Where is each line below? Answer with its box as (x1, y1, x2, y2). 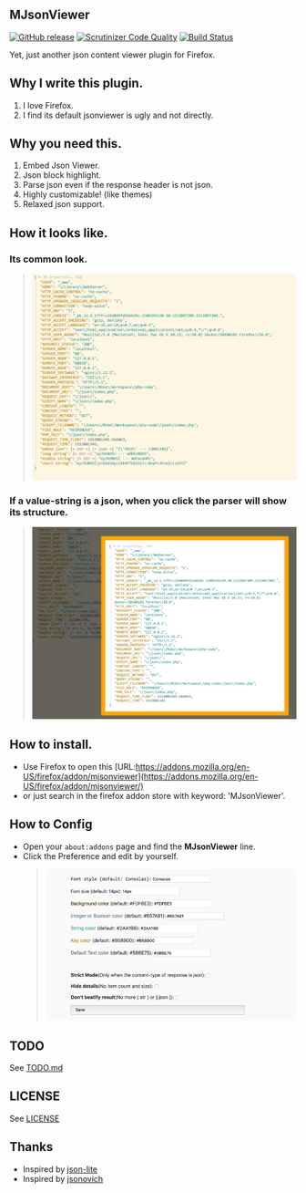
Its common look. (9, 253, 88, 265)
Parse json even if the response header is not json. (22, 180, 214, 191)
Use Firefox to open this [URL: (22, 761, 137, 772)
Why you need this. (9, 136, 122, 151)
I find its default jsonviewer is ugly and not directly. (22, 109, 214, 120)
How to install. (9, 737, 93, 752)
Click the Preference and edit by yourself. (22, 850, 179, 861)
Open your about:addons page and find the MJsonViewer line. (22, 841, 256, 852)
